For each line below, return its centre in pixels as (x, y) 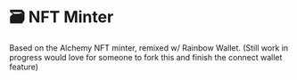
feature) (24, 67)
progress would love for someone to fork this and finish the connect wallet (146, 57)
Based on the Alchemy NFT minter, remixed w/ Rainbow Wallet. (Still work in (149, 48)
